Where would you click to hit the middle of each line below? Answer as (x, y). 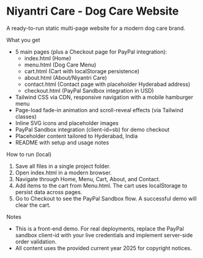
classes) (26, 116)
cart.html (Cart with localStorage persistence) (82, 71)
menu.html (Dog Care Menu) (60, 65)
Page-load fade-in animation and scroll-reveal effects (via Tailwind (99, 110)
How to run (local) (29, 154)
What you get (23, 40)
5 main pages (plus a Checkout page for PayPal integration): (91, 52)
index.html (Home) (48, 58)
